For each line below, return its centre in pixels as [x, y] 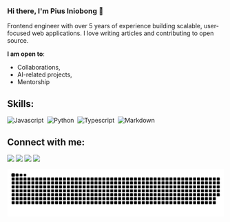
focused [19, 33]
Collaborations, [39, 68]
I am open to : [26, 54]
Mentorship [33, 82]
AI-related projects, [44, 74]
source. [18, 41]
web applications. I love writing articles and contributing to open [123, 33]
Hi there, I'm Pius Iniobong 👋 [55, 11]
